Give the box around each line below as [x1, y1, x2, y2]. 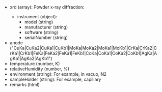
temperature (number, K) [9, 61, 60, 66]
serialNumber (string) [24, 34, 68, 40]
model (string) [24, 19, 53, 25]
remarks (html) [9, 82, 40, 88]
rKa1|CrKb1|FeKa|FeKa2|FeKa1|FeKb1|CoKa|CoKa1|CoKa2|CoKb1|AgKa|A [9, 50, 157, 56]
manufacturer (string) [24, 24, 68, 30]
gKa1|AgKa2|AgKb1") [9, 56, 53, 61]
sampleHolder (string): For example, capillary [9, 76, 102, 82]
